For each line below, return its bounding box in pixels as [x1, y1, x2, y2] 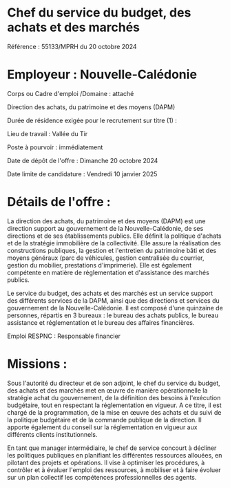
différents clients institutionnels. [7, 430, 98, 438]
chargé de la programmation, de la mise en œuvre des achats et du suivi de [7, 408, 222, 416]
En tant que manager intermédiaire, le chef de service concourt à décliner [7, 444, 217, 452]
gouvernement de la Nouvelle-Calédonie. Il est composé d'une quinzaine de [7, 303, 224, 312]
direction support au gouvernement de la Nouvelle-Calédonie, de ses [7, 224, 204, 232]
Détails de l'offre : [7, 194, 112, 210]
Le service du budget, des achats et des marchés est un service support [7, 289, 213, 297]
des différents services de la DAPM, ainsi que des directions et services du [7, 296, 220, 305]
